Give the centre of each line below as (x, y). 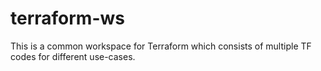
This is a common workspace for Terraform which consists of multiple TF (161, 46)
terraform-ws (67, 18)
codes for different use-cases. (73, 56)
